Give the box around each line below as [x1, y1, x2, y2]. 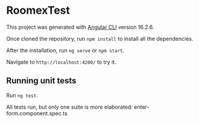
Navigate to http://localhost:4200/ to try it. [6, 58, 116, 65]
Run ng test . [6, 91, 38, 99]
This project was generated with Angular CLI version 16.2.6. [6, 23, 154, 31]
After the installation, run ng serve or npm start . [6, 46, 125, 54]
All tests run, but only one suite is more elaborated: [6, 103, 133, 110]
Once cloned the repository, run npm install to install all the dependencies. [6, 35, 194, 42]
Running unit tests [6, 76, 77, 86]
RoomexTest [6, 4, 71, 17]
